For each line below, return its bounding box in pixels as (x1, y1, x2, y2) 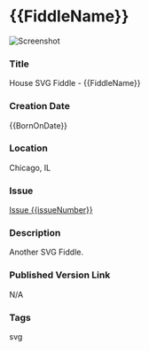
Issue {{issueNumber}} (9, 205, 93, 215)
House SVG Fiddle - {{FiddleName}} (9, 78, 141, 89)
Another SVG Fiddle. (9, 246, 84, 258)
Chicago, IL (9, 162, 51, 173)
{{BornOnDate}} (9, 120, 68, 130)
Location (9, 142, 49, 154)
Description (9, 227, 61, 239)
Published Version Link (9, 269, 111, 281)
